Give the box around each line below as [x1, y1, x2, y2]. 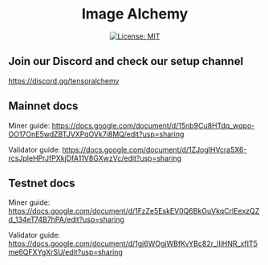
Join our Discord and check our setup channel [8, 55, 244, 68]
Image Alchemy [81, 5, 189, 23]
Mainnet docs [8, 100, 79, 113]
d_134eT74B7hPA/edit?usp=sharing [8, 214, 124, 225]
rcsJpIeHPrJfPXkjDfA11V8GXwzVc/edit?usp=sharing [8, 153, 182, 163]
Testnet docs [8, 176, 75, 190]
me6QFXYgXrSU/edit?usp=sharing [8, 247, 123, 257]
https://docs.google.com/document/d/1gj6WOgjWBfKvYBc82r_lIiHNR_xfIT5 [8, 238, 258, 249]
